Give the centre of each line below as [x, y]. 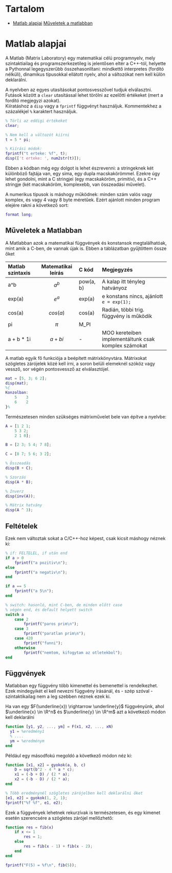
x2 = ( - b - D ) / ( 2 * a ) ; [42, 779]
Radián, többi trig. [123, 309]
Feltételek [21, 526]
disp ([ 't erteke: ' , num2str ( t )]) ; [43, 158]
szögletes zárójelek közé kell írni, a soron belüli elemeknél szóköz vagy [80, 364]
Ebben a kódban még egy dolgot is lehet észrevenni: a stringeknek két [79, 168]
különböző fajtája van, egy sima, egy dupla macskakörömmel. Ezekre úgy [83, 174]
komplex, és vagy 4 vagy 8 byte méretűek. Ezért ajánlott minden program [83, 200]
